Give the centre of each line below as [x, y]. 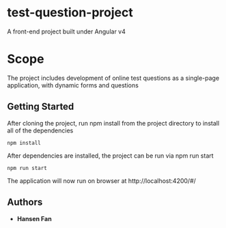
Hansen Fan [34, 218]
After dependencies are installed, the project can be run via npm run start [110, 156]
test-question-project [70, 13]
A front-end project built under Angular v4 [67, 31]
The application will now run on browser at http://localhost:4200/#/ [102, 181]
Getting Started [41, 107]
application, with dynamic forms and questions [73, 85]
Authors [25, 202]
